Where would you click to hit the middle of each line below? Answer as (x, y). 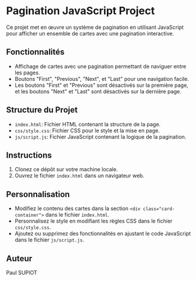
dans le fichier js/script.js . (49, 240)
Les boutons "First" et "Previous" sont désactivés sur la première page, (102, 85)
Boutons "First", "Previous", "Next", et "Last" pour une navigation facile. (102, 79)
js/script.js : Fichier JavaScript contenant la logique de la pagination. (100, 136)
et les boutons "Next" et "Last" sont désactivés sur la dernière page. (98, 91)
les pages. (27, 73)
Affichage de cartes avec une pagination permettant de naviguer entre (100, 66)
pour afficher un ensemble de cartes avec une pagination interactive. (90, 33)
